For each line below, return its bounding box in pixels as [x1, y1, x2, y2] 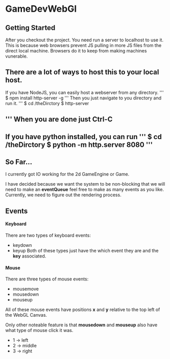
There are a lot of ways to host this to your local [5, 68, 159, 76]
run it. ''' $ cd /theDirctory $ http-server [5, 100, 89, 106]
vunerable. [5, 53, 28, 59]
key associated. [12, 253, 46, 259]
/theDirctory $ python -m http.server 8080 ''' [5, 140, 153, 149]
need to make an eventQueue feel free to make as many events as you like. [5, 187, 164, 193]
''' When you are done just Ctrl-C [5, 115, 113, 124]
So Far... [5, 158, 33, 166]
